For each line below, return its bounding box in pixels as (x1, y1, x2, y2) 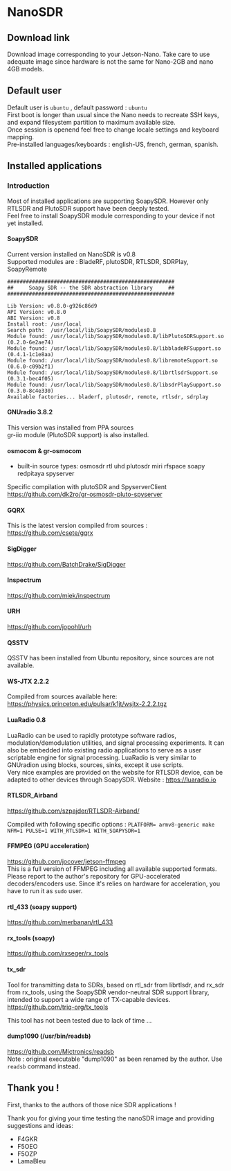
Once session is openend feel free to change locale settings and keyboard (7, 125, 219, 134)
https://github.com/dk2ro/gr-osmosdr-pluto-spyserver (7, 490, 163, 499)
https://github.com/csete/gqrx (7, 529, 93, 537)
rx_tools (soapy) (7, 933, 55, 942)
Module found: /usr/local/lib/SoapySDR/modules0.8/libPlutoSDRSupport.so (7, 333, 225, 340)
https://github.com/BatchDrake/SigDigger (7, 560, 126, 568)
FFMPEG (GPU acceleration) (7, 842, 90, 850)
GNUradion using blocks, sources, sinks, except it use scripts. (7, 760, 184, 769)
